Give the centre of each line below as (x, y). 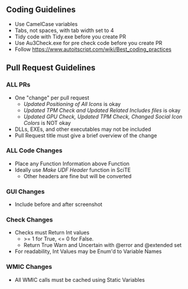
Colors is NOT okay (47, 123)
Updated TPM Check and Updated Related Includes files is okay (102, 110)
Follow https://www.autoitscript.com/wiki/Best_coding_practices (93, 49)
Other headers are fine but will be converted (77, 176)
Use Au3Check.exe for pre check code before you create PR (88, 43)
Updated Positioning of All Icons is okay (72, 104)
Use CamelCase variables (46, 24)
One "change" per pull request (52, 98)
